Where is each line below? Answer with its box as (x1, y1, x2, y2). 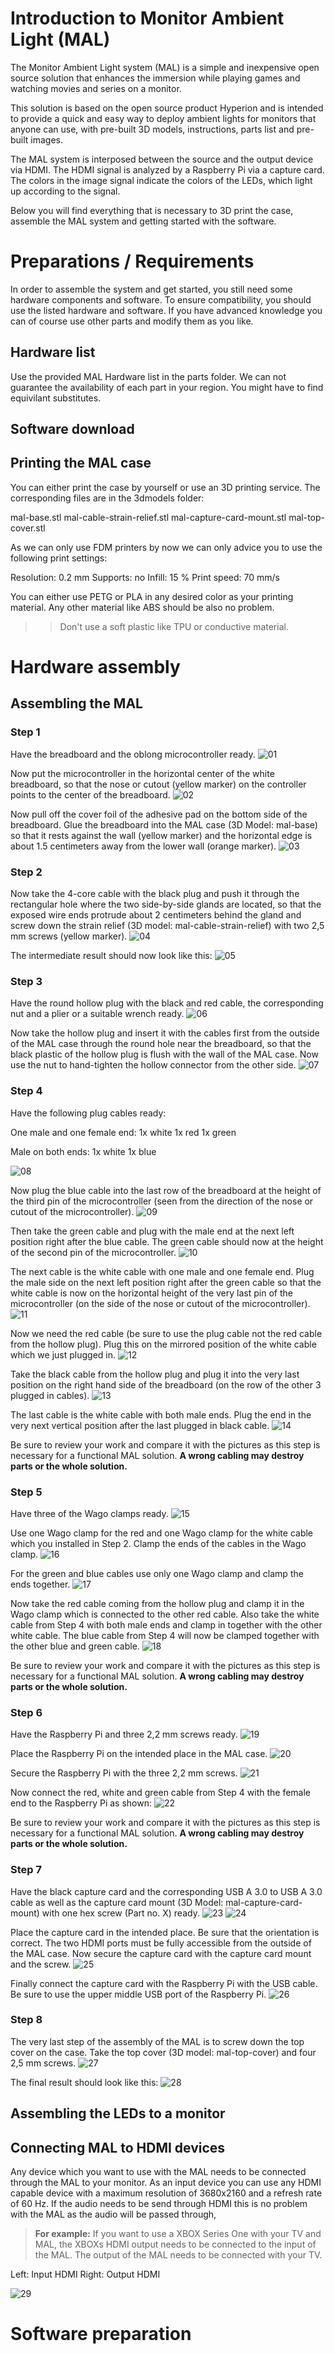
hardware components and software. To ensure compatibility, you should (10, 293, 312, 306)
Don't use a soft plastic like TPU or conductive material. (59, 620, 289, 632)
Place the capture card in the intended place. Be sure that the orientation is (10, 1926, 320, 1938)
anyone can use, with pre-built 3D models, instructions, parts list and (10, 123, 295, 135)
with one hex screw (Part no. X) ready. (41, 1907, 200, 1919)
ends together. (10, 1578, 71, 1590)
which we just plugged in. (10, 1348, 116, 1361)
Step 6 (10, 1705, 43, 1719)
